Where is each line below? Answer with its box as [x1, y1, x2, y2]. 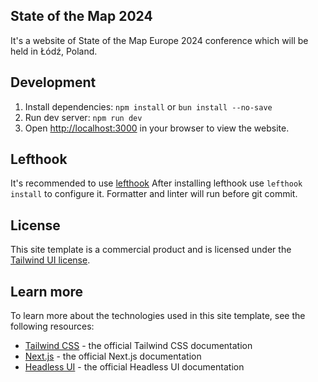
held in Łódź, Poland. [10, 45, 98, 57]
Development [10, 74, 97, 91]
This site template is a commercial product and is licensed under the [10, 244, 292, 256]
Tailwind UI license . [10, 254, 91, 266]
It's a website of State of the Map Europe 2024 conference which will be [10, 34, 309, 46]
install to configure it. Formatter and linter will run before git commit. [10, 188, 298, 200]
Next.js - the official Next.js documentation [24, 350, 202, 363]
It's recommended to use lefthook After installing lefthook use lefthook [10, 177, 303, 189]
